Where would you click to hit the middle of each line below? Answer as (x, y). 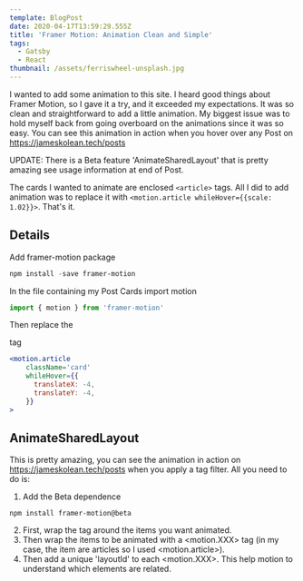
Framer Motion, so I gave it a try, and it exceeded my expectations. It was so (152, 103)
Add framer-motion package (63, 257)
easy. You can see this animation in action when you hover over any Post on (151, 133)
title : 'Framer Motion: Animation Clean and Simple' (111, 34)
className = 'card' (59, 368)
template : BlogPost (46, 18)
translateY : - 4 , (64, 393)
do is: (20, 479)
